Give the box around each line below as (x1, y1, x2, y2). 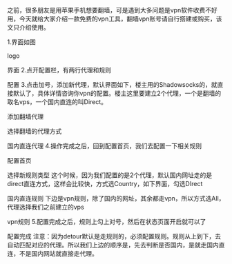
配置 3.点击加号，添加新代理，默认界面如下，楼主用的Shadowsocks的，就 (7, 81, 217, 88)
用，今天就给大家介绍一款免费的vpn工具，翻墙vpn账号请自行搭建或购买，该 (7, 14, 222, 23)
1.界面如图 (7, 38, 36, 46)
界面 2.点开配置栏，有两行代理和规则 (7, 66, 112, 74)
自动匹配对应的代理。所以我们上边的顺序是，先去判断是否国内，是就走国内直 (7, 241, 225, 249)
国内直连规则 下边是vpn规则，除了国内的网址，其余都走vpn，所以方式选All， (7, 194, 225, 202)
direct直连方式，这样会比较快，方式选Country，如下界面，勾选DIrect (7, 180, 203, 187)
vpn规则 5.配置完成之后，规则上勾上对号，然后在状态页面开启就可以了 (7, 218, 206, 225)
